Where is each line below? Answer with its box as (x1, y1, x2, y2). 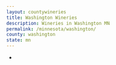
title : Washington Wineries (6, 15, 78, 21)
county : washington (6, 32, 56, 38)
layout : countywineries (6, 9, 67, 15)
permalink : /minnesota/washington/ (6, 26, 97, 32)
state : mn (6, 37, 32, 43)
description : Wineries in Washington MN (6, 20, 111, 26)
